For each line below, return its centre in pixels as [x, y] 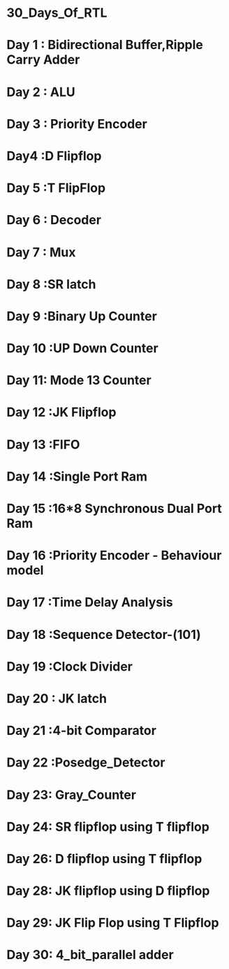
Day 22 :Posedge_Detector [86, 763]
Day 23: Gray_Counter [72, 795]
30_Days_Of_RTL [57, 13]
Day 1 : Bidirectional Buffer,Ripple [105, 45]
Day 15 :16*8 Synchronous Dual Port [114, 509]
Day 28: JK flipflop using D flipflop [108, 891]
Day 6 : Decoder [54, 220]
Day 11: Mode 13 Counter [79, 380]
